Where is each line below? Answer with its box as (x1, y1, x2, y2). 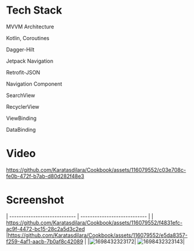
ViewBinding (6, 115, 37, 122)
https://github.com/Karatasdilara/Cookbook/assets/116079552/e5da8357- (8, 232, 188, 239)
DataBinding (6, 126, 37, 133)
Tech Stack (6, 4, 63, 17)
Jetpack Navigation (6, 57, 54, 64)
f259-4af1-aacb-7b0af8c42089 (6, 237, 84, 245)
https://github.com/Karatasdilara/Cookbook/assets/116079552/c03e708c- (6, 166, 186, 173)
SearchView (6, 92, 35, 99)
